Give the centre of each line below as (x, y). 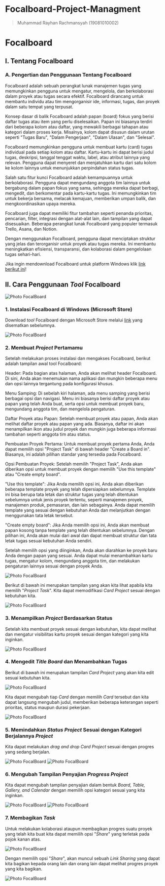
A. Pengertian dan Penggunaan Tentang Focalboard (68, 75)
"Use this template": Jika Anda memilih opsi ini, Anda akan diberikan (74, 484)
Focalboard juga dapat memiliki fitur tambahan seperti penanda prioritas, (79, 213)
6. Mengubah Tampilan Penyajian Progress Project (67, 774)
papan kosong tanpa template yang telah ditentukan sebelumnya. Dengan (80, 530)
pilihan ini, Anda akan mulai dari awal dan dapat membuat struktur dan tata (81, 536)
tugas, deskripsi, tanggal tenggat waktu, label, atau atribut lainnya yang (78, 157)
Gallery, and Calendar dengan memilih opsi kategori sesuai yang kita (75, 790)
